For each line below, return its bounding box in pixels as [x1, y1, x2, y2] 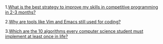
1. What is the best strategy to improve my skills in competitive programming [5, 4, 159, 10]
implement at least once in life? [5, 34, 68, 39]
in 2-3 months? [5, 9, 36, 15]
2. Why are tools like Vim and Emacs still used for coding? [5, 19, 121, 24]
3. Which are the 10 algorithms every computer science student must [5, 28, 143, 34]
